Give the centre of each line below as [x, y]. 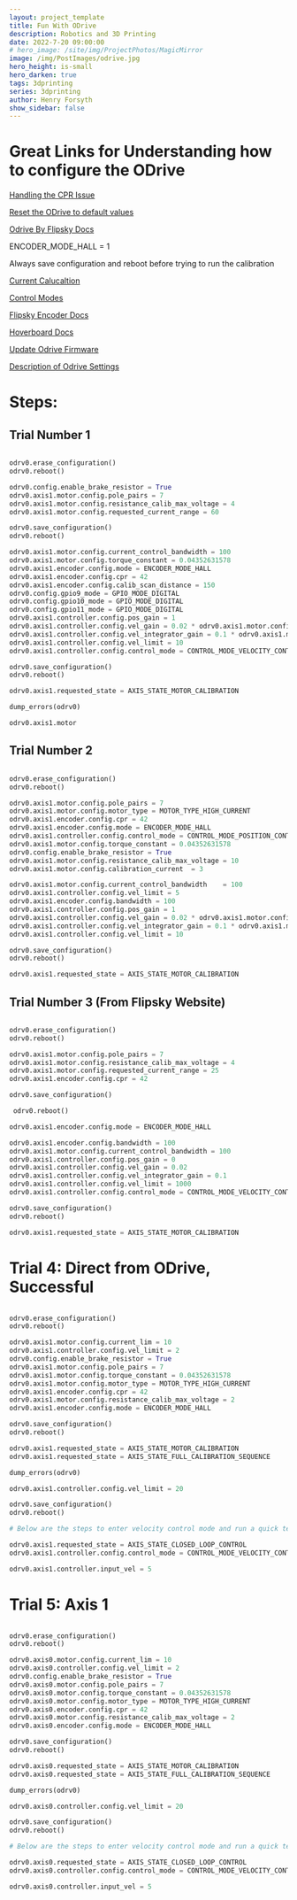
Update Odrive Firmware [54, 350]
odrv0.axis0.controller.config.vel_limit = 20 [96, 1806]
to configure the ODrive [97, 170]
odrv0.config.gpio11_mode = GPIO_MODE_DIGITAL [96, 610]
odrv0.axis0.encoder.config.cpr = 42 [79, 1710]
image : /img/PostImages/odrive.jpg [75, 58]
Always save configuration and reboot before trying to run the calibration [142, 264]
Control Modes [36, 298]
